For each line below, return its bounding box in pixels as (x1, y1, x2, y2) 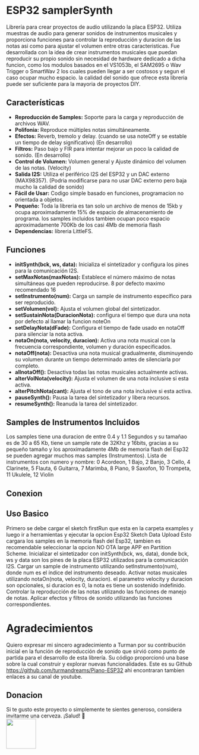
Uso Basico (6, 509, 49, 519)
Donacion (6, 690, 43, 700)
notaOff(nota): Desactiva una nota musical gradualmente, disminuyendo (14, 349, 193, 357)
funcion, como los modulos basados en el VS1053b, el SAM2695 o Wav (6, 61, 181, 69)
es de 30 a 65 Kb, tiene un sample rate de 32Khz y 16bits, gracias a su (6, 440, 179, 447)
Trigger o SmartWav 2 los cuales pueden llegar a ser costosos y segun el (6, 67, 185, 75)
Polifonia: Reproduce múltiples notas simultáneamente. (14, 126, 151, 133)
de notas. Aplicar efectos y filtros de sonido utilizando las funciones (6, 594, 172, 601)
